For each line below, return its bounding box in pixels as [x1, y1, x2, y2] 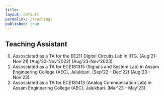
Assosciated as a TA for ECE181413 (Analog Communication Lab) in [12, 79, 152, 85]
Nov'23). [12, 74, 31, 80]
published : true [5, 21, 39, 26]
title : [5, 7, 19, 12]
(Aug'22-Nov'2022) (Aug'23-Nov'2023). [29, 58, 114, 64]
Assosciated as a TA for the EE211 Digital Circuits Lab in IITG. [12, 53, 138, 59]
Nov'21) [12, 58, 29, 64]
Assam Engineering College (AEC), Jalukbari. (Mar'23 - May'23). [12, 85, 147, 91]
